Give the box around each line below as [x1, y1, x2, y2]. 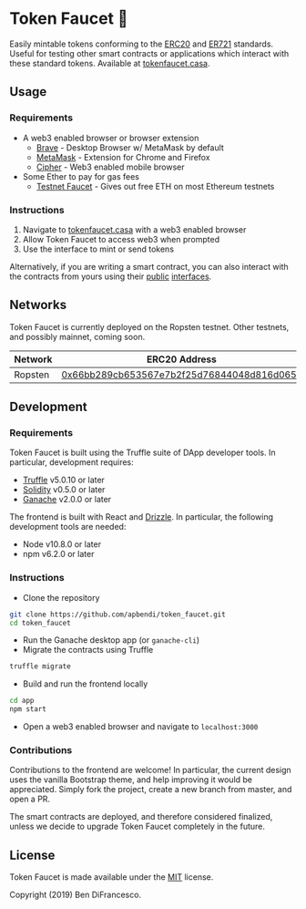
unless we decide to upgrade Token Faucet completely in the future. [9, 821, 266, 832]
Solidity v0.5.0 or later [22, 484, 106, 495]
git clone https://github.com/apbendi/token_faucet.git [9, 610, 226, 619]
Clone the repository [22, 592, 100, 603]
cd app [9, 697, 35, 706]
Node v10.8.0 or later [22, 539, 102, 550]
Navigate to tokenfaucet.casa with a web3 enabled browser [22, 223, 247, 235]
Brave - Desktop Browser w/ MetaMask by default [36, 141, 225, 153]
